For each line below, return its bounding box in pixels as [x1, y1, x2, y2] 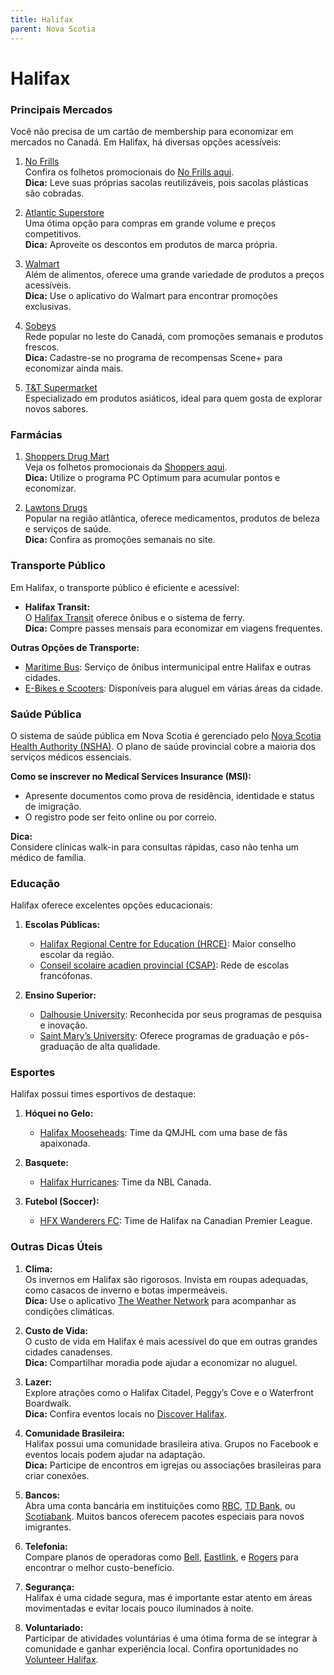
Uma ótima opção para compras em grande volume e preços [24, 217, 277, 229]
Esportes [10, 1066, 56, 1080]
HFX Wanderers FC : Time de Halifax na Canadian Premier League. [39, 1215, 313, 1227]
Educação [10, 876, 61, 890]
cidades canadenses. [24, 1346, 113, 1358]
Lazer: [24, 1376, 53, 1388]
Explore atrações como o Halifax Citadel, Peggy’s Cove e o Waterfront [24, 1386, 314, 1398]
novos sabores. [24, 402, 89, 415]
